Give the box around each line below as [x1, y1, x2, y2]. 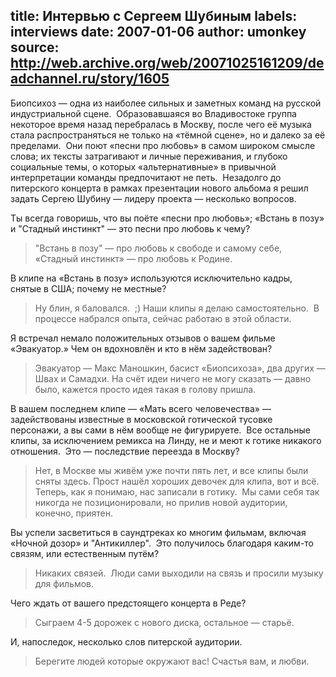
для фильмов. [34, 577, 95, 589]
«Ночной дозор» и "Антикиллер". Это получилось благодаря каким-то [10, 537, 315, 549]
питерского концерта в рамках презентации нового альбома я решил [10, 182, 309, 194]
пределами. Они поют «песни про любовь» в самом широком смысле [10, 139, 316, 151]
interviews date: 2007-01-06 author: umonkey [10, 24, 307, 41]
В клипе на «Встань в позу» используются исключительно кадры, [10, 272, 293, 284]
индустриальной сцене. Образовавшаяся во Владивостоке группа [10, 107, 297, 119]
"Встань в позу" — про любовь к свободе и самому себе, [34, 242, 283, 254]
